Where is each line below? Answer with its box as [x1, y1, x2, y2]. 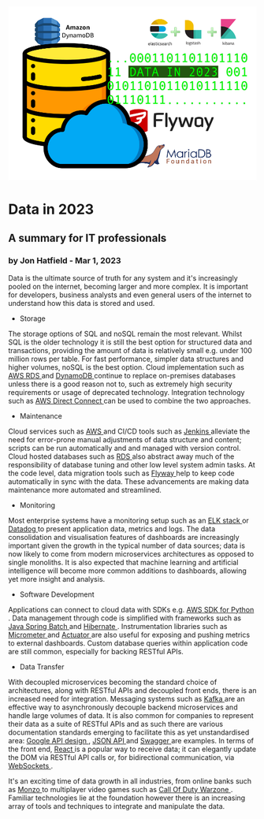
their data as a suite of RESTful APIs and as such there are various [8, 719, 223, 728]
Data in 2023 [8, 200, 95, 218]
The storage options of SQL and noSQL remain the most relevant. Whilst [8, 329, 243, 338]
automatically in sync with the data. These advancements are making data [8, 476, 250, 486]
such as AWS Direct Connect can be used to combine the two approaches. [8, 396, 251, 405]
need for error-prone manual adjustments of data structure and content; [8, 434, 242, 444]
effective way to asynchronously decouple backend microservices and [8, 702, 238, 712]
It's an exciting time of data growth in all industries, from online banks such [8, 776, 252, 786]
